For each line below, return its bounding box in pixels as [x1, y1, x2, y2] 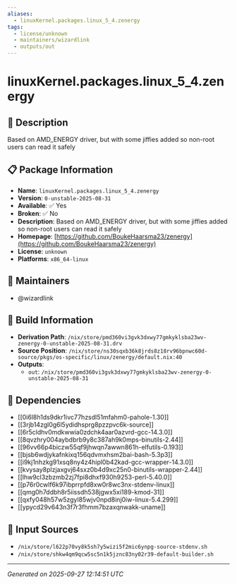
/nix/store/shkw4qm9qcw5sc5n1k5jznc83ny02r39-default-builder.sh [17, 551, 214, 558]
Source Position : [17, 346, 67, 355]
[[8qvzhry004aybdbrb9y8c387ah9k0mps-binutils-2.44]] [17, 435, 183, 444]
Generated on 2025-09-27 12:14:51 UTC [7, 570, 123, 578]
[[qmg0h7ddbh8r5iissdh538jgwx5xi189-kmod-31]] [17, 488, 164, 497]
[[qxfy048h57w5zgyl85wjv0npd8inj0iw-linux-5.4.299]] [17, 495, 178, 504]
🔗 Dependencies [7, 394, 81, 406]
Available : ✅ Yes [17, 201, 67, 209]
